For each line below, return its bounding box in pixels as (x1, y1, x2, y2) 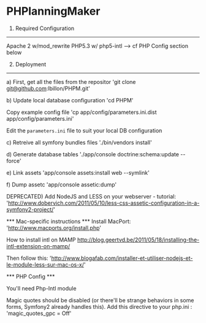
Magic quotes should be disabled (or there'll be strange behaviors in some (6, 296, 194, 304)
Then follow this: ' (6, 254, 51, 262)
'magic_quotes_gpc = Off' (6, 310, 72, 317)
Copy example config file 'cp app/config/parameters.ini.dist (6, 108, 158, 116)
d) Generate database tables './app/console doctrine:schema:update (6, 150, 180, 158)
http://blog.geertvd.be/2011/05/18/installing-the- (77, 236, 200, 243)
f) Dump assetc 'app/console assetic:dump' (6, 181, 117, 188)
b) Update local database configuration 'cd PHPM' (6, 96, 134, 104)
